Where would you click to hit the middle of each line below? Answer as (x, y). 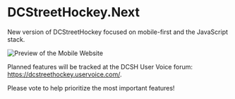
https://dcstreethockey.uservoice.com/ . (65, 74)
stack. (16, 39)
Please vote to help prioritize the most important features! (91, 88)
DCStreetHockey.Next (73, 12)
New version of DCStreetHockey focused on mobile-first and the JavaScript (117, 32)
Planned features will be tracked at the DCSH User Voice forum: (100, 66)
